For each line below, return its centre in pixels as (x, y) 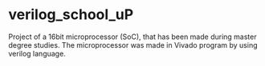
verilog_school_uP (71, 15)
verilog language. (37, 53)
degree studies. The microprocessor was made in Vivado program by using (133, 45)
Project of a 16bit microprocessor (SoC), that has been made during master (132, 37)
